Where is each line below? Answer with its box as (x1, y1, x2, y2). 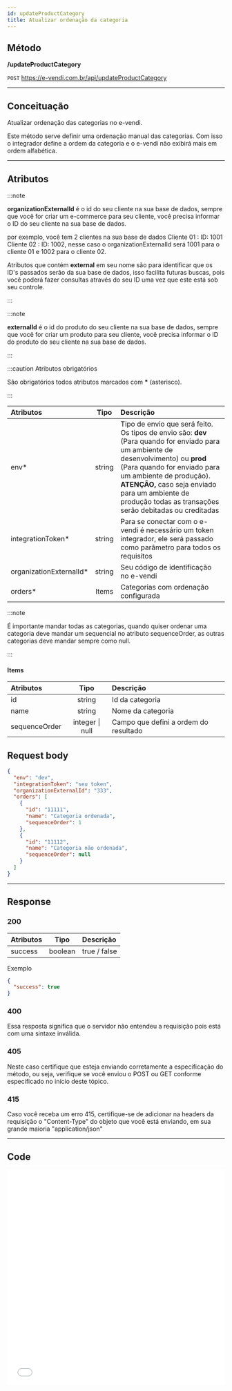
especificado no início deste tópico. (7, 1077, 109, 1085)
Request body (7, 750, 69, 761)
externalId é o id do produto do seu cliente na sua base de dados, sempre (7, 322, 219, 331)
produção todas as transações (120, 496, 220, 506)
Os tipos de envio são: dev (120, 427, 207, 437)
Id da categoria (111, 695, 161, 705)
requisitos (120, 551, 153, 561)
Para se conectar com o (120, 516, 198, 526)
